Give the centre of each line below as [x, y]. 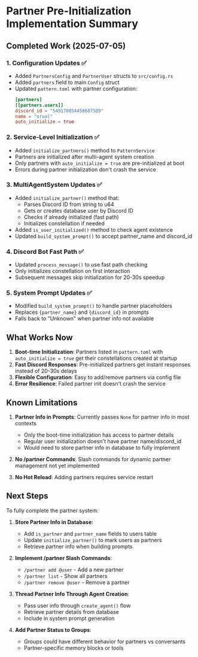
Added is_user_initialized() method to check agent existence [94, 229]
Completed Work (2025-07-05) [66, 46]
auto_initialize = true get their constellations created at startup [96, 358]
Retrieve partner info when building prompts [78, 546]
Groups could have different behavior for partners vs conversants [104, 641]
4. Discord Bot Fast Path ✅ [45, 252]
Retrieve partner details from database [71, 611]
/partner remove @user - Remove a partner [77, 582]
